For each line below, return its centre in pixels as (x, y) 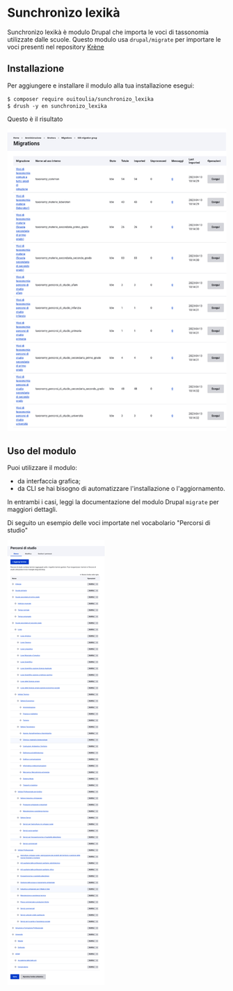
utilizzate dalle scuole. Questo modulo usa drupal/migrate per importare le (114, 39)
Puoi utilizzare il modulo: (42, 468)
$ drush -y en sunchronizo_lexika (57, 106)
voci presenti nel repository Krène (56, 47)
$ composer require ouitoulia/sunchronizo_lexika (81, 99)
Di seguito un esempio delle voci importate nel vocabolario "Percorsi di (109, 523)
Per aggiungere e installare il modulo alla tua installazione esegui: (101, 86)
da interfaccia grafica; (49, 481)
